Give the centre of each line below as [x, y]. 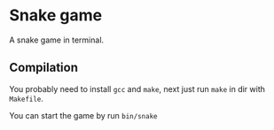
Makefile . [27, 98]
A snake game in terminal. [57, 40]
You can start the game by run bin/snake [83, 115]
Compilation [43, 68]
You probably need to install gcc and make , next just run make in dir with [137, 88]
